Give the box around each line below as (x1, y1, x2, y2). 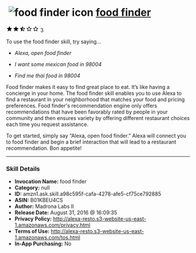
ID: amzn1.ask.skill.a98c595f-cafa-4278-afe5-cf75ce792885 (14, 190, 162, 197)
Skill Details (6, 165, 40, 173)
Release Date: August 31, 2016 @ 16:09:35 (14, 209, 118, 216)
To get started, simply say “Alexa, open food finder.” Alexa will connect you (6, 132, 187, 139)
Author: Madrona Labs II (14, 203, 74, 210)
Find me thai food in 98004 (14, 72, 80, 79)
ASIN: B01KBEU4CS (14, 197, 63, 204)
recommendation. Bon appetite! (6, 144, 82, 152)
